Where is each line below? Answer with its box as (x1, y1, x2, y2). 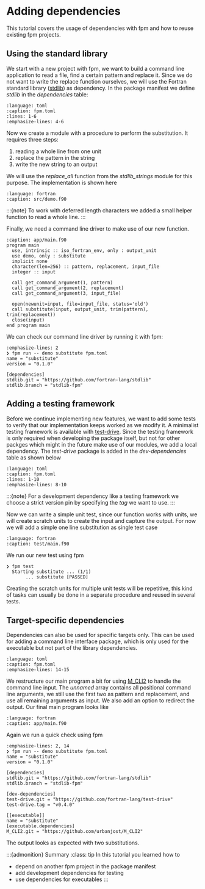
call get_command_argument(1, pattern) (12, 279, 113, 286)
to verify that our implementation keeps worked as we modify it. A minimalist (6, 421, 199, 428)
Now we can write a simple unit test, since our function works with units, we (6, 511, 198, 518)
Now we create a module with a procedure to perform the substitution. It (6, 129, 188, 137)
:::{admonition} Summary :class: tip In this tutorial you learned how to (6, 851, 180, 858)
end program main (6, 322, 51, 328)
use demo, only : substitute (12, 253, 86, 259)
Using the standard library (6, 49, 108, 59)
